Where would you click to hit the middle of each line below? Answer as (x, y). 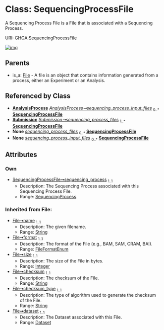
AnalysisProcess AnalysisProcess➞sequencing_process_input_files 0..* (86, 109)
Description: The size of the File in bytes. (61, 261)
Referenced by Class (38, 96)
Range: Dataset (35, 323)
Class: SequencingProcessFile (69, 9)
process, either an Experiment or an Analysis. (59, 80)
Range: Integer (35, 266)
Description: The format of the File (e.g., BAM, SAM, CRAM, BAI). (86, 244)
